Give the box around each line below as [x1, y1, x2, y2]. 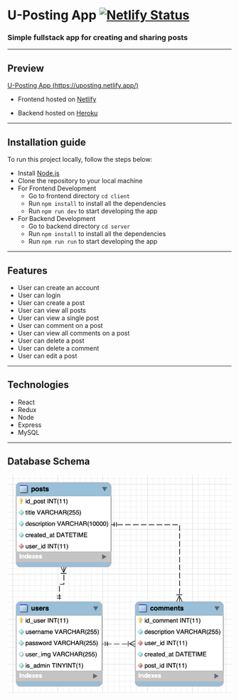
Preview [7, 62, 45, 74]
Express [17, 421, 42, 429]
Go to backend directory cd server [28, 222, 130, 231]
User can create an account [17, 283, 100, 292]
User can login [17, 291, 61, 299]
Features [7, 264, 48, 277]
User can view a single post [17, 314, 100, 322]
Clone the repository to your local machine [17, 177, 143, 185]
